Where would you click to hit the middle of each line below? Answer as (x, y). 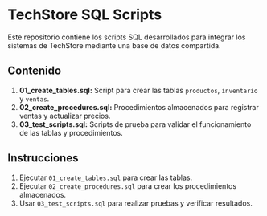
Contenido (35, 71)
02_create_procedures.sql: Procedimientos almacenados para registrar (139, 107)
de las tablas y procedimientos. (71, 132)
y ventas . (34, 99)
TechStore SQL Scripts (85, 15)
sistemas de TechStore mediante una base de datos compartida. (115, 45)
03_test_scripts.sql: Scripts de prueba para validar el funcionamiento (135, 124)
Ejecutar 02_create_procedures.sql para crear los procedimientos (128, 185)
